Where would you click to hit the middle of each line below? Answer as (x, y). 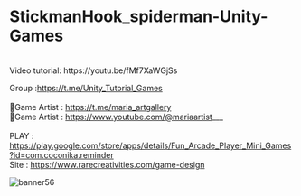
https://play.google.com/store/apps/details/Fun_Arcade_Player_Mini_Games (150, 145)
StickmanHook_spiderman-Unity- (139, 17)
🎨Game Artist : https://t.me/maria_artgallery (90, 107)
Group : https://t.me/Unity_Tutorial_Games (86, 88)
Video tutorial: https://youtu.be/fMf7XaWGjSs (94, 70)
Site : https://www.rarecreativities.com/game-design (107, 164)
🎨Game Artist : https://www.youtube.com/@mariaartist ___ (117, 117)
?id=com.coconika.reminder (62, 154)
